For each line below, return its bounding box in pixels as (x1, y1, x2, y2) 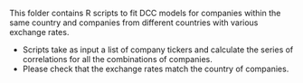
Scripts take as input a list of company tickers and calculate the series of (22, 44, 294, 55)
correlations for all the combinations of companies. (22, 54, 213, 64)
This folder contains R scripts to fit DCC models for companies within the (9, 8, 281, 18)
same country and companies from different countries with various (9, 17, 259, 28)
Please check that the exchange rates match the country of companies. (22, 63, 289, 74)
